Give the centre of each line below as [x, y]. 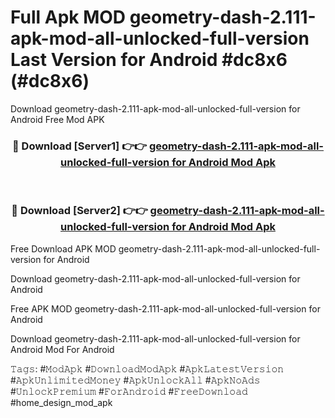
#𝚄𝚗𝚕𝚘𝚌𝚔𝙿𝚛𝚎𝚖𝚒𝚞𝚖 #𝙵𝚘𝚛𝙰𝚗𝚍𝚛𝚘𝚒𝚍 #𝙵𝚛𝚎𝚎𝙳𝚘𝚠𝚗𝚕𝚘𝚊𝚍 [129, 391]
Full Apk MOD [68, 17]
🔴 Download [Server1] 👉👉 [79, 146]
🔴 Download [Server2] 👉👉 [79, 211]
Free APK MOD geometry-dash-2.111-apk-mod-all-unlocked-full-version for [165, 308]
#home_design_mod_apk [61, 402]
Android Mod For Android [62, 349]
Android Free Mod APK [57, 119]
